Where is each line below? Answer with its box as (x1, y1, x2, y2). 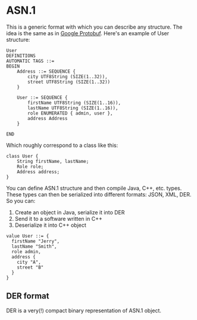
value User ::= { (6, 233, 49, 239)
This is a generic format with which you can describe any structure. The (6, 23, 183, 30)
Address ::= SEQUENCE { (17, 68, 76, 75)
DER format (6, 291, 49, 301)
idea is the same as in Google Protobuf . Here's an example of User (6, 29, 170, 36)
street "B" (17, 264, 44, 270)
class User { (6, 153, 39, 159)
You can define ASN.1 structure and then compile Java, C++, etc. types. (6, 184, 182, 192)
